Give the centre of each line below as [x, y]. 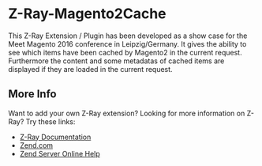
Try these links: [51, 121]
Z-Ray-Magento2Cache [88, 14]
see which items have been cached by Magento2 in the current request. [125, 52]
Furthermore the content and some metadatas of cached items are [116, 61]
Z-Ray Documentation [55, 137]
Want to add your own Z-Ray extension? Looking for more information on [127, 113]
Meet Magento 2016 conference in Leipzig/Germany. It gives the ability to [127, 43]
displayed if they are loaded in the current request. [90, 69]
